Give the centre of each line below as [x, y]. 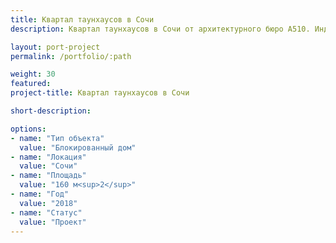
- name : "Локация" [48, 157]
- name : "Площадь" [48, 176]
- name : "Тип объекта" [57, 138]
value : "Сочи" [48, 166]
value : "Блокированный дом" [78, 147]
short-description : [51, 111]
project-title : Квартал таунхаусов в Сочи [100, 93]
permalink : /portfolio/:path [71, 56]
